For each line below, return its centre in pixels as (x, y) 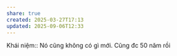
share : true (23, 13)
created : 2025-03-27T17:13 (45, 20)
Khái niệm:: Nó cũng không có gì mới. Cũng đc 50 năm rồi (88, 46)
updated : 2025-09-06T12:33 (45, 26)
